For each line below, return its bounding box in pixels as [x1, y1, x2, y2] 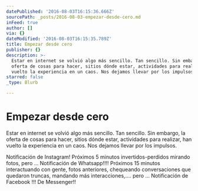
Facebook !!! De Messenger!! [6, 178, 77, 185]
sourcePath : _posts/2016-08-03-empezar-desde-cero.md [6, 14, 141, 20]
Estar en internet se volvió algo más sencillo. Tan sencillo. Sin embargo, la [6, 129, 186, 136]
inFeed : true [6, 19, 38, 25]
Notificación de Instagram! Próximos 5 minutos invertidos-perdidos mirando [6, 153, 190, 160]
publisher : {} [6, 47, 41, 53]
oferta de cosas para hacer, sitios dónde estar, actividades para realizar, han [6, 136, 192, 143]
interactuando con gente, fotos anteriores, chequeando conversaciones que [6, 166, 192, 173]
